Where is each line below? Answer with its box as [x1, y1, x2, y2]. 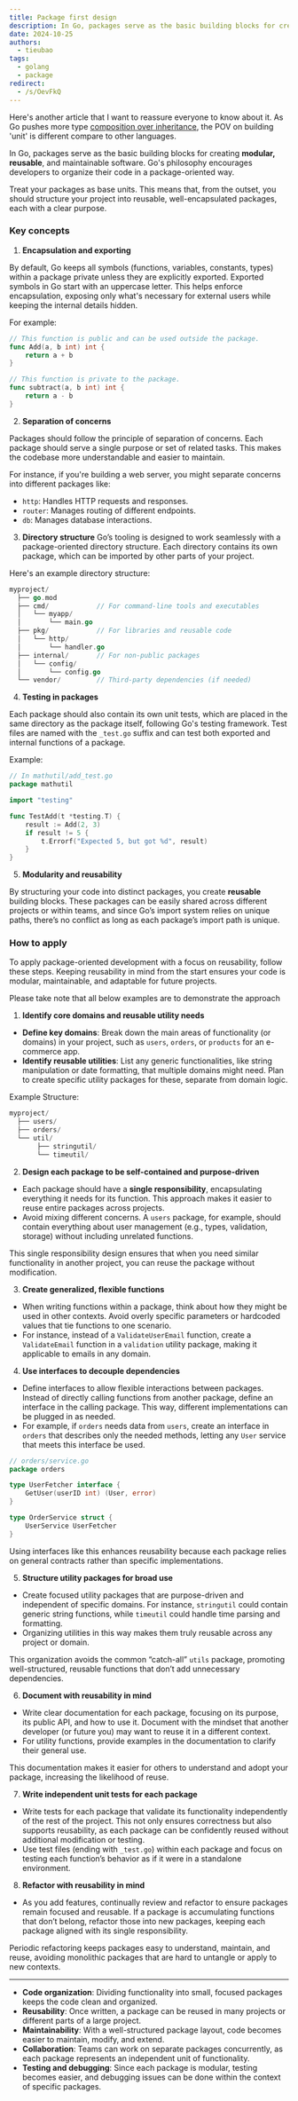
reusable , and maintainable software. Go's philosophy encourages [9, 157, 253, 168]
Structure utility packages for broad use [21, 1572, 173, 1583]
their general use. [21, 1745, 87, 1756]
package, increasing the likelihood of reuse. [9, 1772, 169, 1782]
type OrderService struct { [9, 1513, 114, 1522]
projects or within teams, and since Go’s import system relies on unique [9, 905, 271, 916]
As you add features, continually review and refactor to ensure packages [21, 1897, 288, 1907]
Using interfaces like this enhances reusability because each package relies [9, 1545, 286, 1556]
